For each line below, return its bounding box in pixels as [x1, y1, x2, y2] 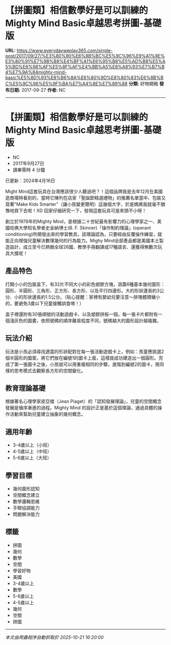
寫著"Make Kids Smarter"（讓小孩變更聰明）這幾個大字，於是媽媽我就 [5, 201, 152, 207]
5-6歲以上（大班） [12, 455, 52, 461]
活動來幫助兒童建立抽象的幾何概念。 [9, 411, 85, 417]
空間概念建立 [12, 492, 40, 498]
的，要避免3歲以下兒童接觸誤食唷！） [5, 300, 84, 306]
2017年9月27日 [12, 160, 44, 166]
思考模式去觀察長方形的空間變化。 [14, 367, 85, 374]
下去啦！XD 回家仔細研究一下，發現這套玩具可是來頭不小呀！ [18, 207, 147, 213]
